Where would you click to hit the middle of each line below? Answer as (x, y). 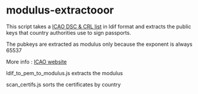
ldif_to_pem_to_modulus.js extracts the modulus (64, 73)
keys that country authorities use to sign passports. (69, 32)
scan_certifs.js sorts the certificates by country (64, 84)
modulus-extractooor (60, 10)
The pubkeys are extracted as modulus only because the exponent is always (99, 44)
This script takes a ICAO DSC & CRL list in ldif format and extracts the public (99, 26)
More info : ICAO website (36, 62)
